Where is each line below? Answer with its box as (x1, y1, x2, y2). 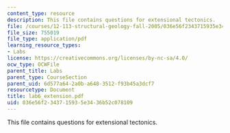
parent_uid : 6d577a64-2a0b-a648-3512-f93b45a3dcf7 (7, 80, 155, 87)
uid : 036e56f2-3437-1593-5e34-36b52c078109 (7, 99, 133, 106)
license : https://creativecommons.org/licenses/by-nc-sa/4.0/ (7, 55, 188, 62)
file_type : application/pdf (7, 36, 88, 43)
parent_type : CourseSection (7, 73, 88, 81)
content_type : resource (7, 10, 75, 17)
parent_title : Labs (7, 67, 63, 74)
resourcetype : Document (7, 86, 75, 93)
